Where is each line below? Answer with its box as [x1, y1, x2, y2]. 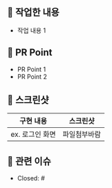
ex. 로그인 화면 [10, 130, 57, 140]
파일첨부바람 [62, 130, 102, 140]
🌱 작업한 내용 [7, 6, 60, 19]
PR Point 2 [17, 72, 47, 81]
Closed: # [17, 174, 45, 182]
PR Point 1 [17, 65, 46, 73]
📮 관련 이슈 [7, 155, 52, 167]
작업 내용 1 [17, 26, 46, 35]
